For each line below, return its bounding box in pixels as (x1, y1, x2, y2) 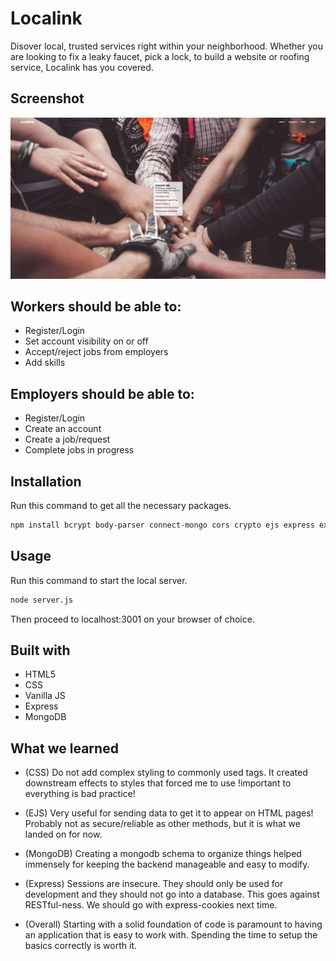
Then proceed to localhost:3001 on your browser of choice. (10, 613, 255, 625)
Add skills (24, 357, 66, 369)
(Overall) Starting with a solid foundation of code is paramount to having (24, 918, 323, 931)
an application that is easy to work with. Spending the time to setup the (24, 929, 318, 941)
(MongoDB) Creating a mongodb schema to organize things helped (24, 848, 302, 860)
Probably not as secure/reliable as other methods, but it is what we (24, 818, 301, 830)
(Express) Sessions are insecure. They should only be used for (24, 878, 284, 890)
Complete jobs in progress (24, 444, 135, 456)
